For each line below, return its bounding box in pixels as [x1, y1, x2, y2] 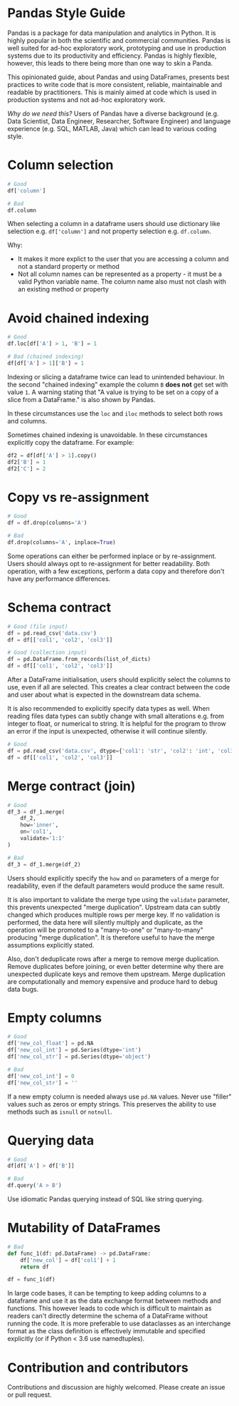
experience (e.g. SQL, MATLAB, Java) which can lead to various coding [7, 124, 217, 133]
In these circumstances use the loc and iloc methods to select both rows [7, 409, 223, 418]
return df [20, 1263, 50, 1271]
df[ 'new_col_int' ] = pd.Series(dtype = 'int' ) [7, 1047, 142, 1054]
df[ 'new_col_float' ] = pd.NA [7, 1040, 94, 1047]
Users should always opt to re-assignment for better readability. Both [7, 559, 210, 568]
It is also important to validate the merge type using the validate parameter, [7, 895, 230, 903]
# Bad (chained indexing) [7, 353, 84, 361]
